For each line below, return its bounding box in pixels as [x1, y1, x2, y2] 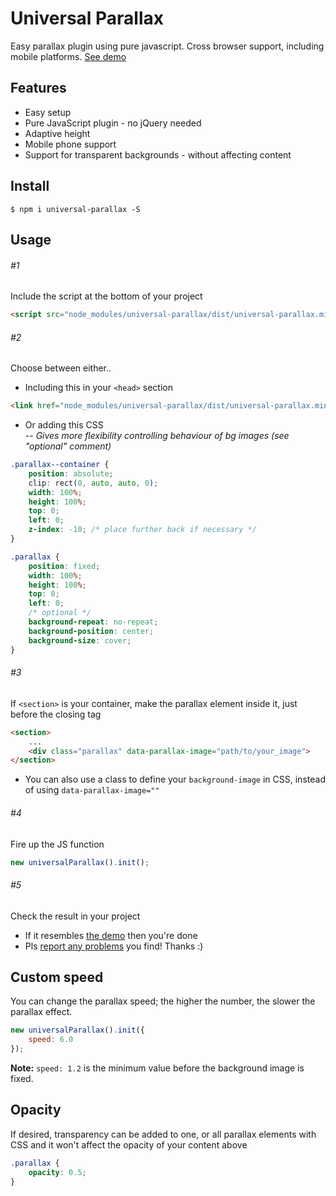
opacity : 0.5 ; [28, 1167, 87, 1177]
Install [10, 178, 50, 195]
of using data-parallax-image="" [24, 784, 160, 796]
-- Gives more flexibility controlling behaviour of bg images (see [24, 430, 290, 442]
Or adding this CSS [24, 419, 104, 431]
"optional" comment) [24, 440, 112, 452]
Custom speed [10, 968, 104, 986]
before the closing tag [10, 708, 102, 720]
